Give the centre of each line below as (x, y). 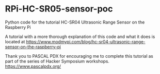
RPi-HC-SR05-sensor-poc (59, 9)
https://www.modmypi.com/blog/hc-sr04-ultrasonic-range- (86, 41)
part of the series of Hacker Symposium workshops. (57, 61)
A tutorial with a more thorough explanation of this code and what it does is (80, 37)
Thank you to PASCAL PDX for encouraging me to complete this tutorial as (79, 56)
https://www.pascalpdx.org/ (33, 66)
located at (15, 41)
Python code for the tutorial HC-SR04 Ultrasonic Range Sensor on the (75, 22)
